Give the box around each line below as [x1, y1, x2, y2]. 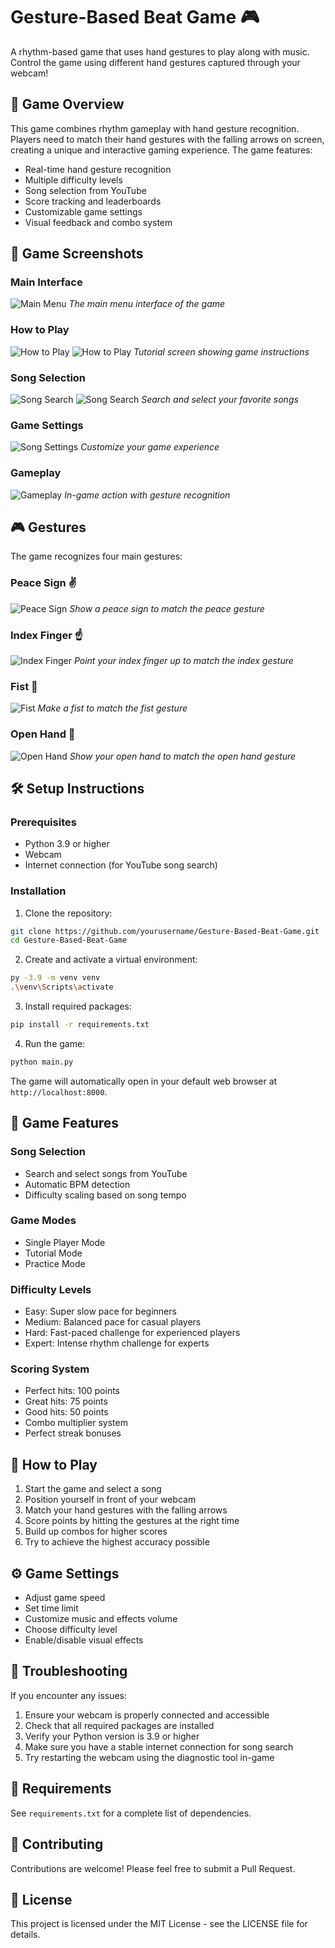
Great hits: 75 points [24, 1395, 108, 1408]
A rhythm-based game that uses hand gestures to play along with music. [10, 45, 310, 58]
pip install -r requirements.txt [10, 1020, 150, 1030]
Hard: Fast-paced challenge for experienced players [24, 1327, 241, 1339]
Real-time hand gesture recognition [24, 163, 172, 175]
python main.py [10, 1057, 74, 1067]
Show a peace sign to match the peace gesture [69, 602, 265, 614]
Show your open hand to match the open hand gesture [69, 750, 297, 762]
